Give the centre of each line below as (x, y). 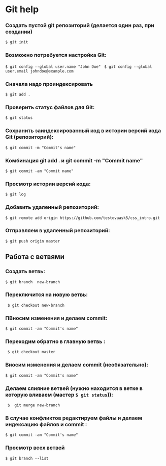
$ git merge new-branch (34, 405)
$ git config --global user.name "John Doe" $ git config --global (79, 67)
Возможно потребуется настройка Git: (56, 55)
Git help (22, 9)
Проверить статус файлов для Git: (50, 107)
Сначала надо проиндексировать (49, 84)
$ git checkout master (31, 352)
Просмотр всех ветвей (35, 448)
